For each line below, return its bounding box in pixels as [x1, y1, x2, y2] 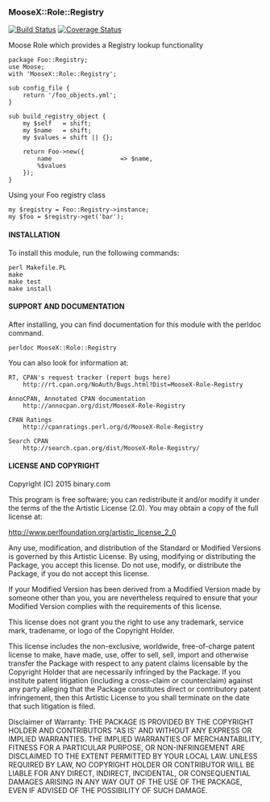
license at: [8, 512, 43, 521]
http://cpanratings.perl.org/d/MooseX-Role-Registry [23, 423, 204, 431]
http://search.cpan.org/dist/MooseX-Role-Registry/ [23, 444, 200, 452]
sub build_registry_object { [8, 112, 106, 121]
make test [8, 278, 42, 286]
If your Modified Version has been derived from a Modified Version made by [8, 584, 261, 594]
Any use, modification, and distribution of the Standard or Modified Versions [8, 543, 262, 553]
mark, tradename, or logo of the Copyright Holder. [8, 625, 175, 635]
